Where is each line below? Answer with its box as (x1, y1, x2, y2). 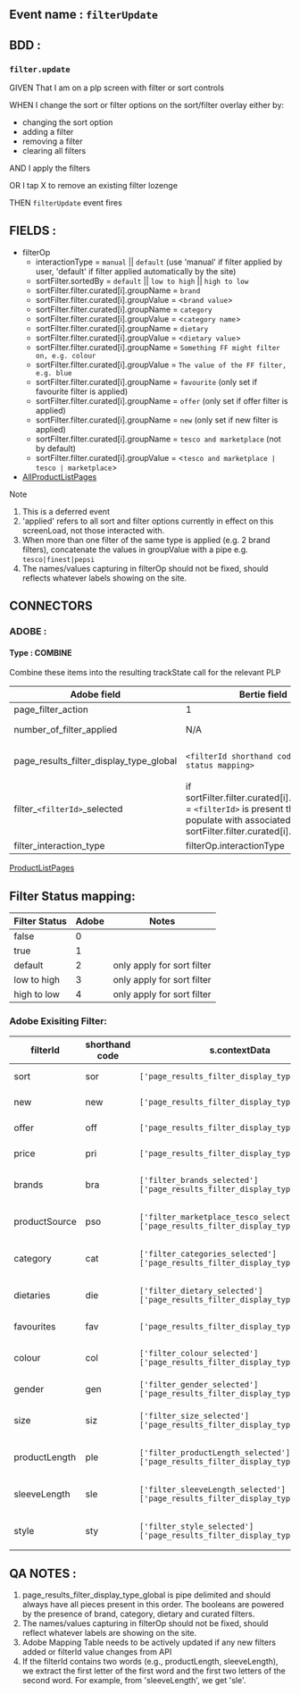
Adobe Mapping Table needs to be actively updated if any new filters (21, 1637, 277, 1648)
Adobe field (70, 688, 121, 700)
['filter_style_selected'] (139, 1521, 254, 1531)
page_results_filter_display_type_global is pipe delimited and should (21, 1589, 271, 1600)
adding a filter (21, 127, 74, 138)
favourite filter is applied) (35, 386, 129, 397)
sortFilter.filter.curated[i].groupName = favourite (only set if (35, 376, 257, 387)
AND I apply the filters (9, 163, 91, 173)
